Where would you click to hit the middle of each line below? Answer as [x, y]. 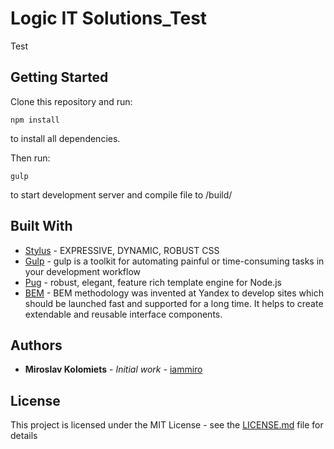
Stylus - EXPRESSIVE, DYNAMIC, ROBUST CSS [122, 250]
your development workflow [83, 271]
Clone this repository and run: [71, 101]
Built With [41, 226]
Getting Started [59, 77]
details [24, 436]
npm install [35, 120]
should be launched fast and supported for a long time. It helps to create [174, 303]
